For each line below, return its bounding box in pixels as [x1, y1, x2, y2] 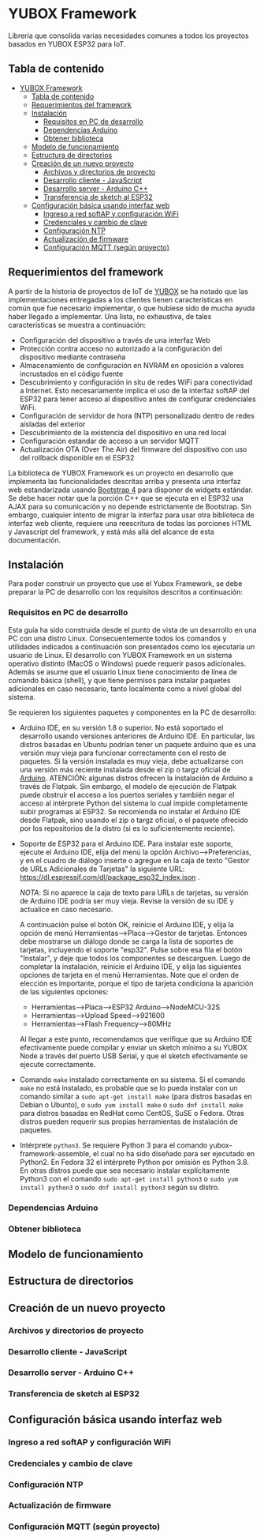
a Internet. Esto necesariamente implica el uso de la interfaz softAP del [19, 385, 250, 395]
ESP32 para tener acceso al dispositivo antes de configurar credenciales [19, 394, 256, 404]
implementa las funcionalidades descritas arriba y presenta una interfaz [8, 476, 242, 486]
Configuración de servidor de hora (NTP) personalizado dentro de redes [19, 411, 255, 420]
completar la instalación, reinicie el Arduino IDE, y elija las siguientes [19, 961, 242, 971]
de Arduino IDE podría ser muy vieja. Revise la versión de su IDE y [19, 896, 234, 905]
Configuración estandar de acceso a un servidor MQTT [19, 436, 199, 445]
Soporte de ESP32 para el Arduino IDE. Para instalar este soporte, [19, 839, 234, 848]
